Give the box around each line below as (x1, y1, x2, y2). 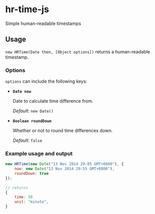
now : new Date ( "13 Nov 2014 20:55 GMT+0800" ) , (14, 166, 115, 171)
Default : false (12, 137, 42, 143)
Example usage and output (5, 150, 73, 157)
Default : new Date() (12, 108, 54, 114)
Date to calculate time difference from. (12, 98, 94, 104)
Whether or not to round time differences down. (12, 128, 113, 134)
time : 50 (14, 195, 33, 200)
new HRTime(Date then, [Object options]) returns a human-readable (5, 48, 150, 54)
